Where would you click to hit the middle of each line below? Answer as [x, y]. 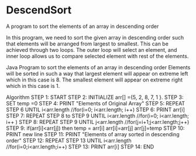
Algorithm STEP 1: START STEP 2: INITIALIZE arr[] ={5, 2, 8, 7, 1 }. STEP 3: [95, 97]
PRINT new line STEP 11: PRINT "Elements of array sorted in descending [93, 134]
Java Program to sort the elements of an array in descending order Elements [98, 67]
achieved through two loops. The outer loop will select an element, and [92, 49]
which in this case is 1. [33, 86]
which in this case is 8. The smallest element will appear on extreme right [94, 80]
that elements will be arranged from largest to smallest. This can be [87, 44]
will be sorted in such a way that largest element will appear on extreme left [97, 73]
